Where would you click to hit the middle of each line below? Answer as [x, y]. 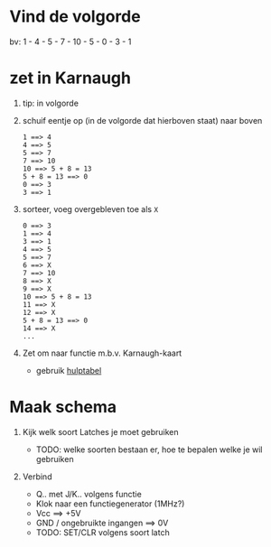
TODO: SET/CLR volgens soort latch [103, 532]
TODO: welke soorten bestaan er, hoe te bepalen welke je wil [149, 450]
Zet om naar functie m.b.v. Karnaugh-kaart [102, 353]
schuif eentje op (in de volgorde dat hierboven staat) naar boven [142, 120]
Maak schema [63, 407]
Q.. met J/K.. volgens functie [89, 494]
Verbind [37, 477]
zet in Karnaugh [70, 78]
